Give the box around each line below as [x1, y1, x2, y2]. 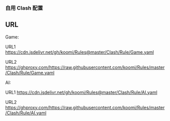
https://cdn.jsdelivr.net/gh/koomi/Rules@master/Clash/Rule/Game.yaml [5, 49, 154, 55]
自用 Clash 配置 [5, 4, 43, 11]
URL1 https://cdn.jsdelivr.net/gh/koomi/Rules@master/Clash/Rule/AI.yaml [5, 89, 158, 95]
